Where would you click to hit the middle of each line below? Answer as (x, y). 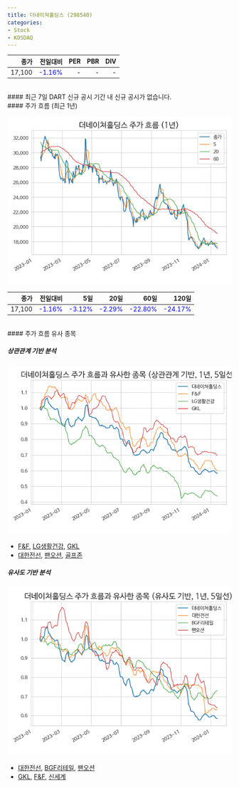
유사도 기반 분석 (29, 572)
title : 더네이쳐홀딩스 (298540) (50, 15)
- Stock (19, 30)
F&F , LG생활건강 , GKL (49, 546)
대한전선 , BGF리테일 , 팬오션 (56, 767)
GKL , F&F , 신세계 (42, 777)
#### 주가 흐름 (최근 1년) (43, 105)
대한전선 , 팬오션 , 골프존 (50, 555)
